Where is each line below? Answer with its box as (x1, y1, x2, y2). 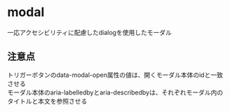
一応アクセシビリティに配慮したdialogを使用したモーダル (7, 28, 172, 36)
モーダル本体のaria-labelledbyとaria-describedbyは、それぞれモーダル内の (7, 88, 223, 97)
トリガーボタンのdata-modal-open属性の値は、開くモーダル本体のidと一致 (7, 71, 223, 79)
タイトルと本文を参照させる (7, 97, 88, 105)
